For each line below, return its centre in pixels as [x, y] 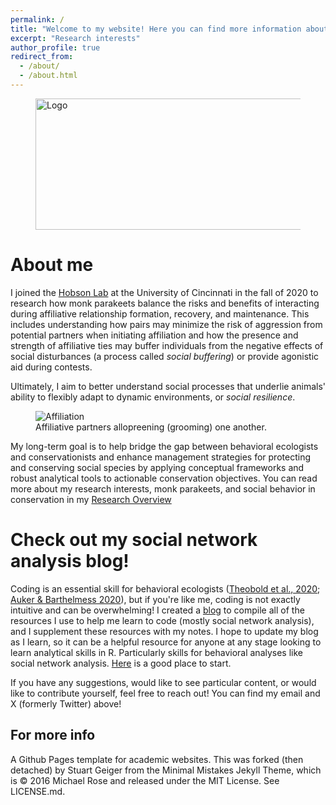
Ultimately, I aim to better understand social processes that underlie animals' [168, 386]
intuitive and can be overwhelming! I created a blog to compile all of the [157, 610]
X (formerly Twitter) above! [66, 703]
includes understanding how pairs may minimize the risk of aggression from [166, 324]
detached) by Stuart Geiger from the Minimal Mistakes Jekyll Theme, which [166, 770]
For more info [53, 735]
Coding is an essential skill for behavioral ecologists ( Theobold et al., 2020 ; [165, 588]
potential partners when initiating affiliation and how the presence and [154, 335]
